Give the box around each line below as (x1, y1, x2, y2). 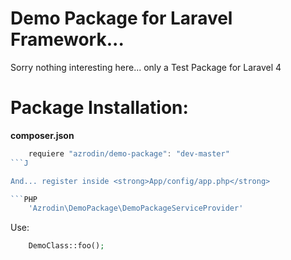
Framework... (10, 28, 125, 51)
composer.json (10, 129, 75, 141)
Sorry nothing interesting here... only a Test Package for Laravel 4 (10, 61, 282, 73)
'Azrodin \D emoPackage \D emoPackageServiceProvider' (28, 203, 244, 214)
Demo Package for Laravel (10, 7, 233, 30)
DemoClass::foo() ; (28, 241, 105, 251)
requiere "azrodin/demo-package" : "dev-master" (28, 148, 230, 159)
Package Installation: (10, 97, 189, 119)
